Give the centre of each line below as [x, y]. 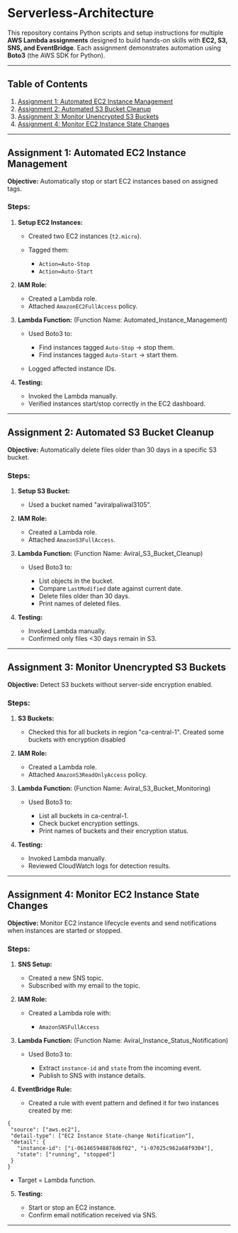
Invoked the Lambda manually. [73, 396]
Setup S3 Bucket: [44, 491]
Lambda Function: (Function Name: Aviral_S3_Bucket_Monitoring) [114, 788]
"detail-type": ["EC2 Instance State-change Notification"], [102, 1136]
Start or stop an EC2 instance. [72, 1207]
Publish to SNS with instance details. [92, 1076]
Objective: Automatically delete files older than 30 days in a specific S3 [112, 450]
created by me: [50, 1110]
